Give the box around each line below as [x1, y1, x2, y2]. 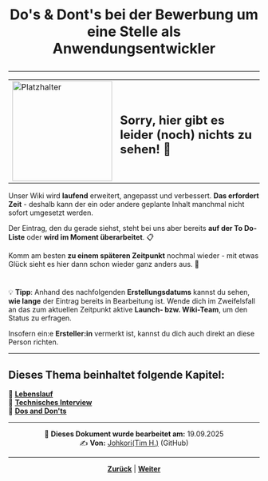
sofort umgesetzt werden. [8, 208, 94, 217]
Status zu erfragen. [8, 313, 72, 323]
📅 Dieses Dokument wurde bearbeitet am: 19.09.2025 [44, 429, 224, 439]
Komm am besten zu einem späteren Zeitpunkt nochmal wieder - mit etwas [8, 251, 259, 260]
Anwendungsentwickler [52, 40, 216, 58]
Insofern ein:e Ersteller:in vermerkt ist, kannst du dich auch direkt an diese [8, 329, 255, 339]
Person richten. [8, 337, 59, 347]
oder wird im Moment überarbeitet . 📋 [26, 233, 154, 242]
